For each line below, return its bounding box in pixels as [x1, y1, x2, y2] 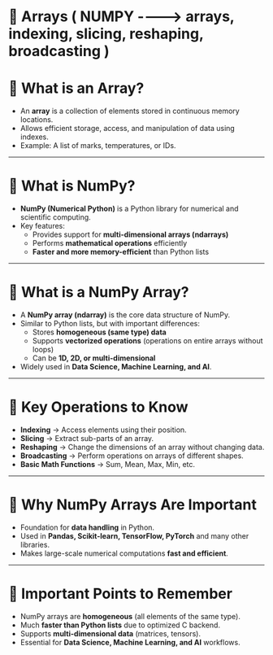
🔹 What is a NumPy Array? [8, 283, 189, 302]
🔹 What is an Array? [8, 79, 145, 98]
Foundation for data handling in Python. [19, 522, 155, 532]
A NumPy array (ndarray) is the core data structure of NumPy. [19, 310, 230, 320]
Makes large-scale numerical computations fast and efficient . [19, 548, 229, 558]
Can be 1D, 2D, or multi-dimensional [32, 353, 156, 363]
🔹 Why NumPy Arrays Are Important [8, 496, 258, 514]
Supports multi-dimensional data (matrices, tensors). [19, 628, 201, 638]
